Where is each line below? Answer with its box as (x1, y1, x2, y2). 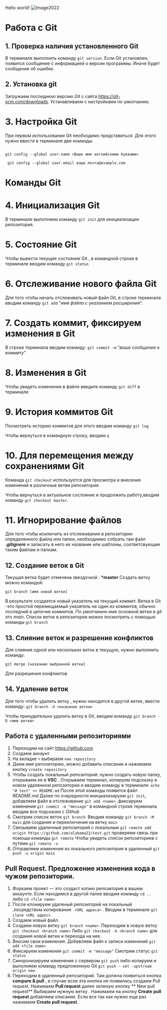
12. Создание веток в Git (5, 561, 84, 569)
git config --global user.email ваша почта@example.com (7, 160, 126, 165)
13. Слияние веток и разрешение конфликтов (5, 634, 154, 642)
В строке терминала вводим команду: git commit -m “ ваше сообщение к (5, 344, 160, 350)
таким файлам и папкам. (5, 547, 58, 553)
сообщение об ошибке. (5, 66, 55, 72)
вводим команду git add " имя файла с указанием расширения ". (5, 300, 143, 306)
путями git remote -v (12, 840, 59, 846)
